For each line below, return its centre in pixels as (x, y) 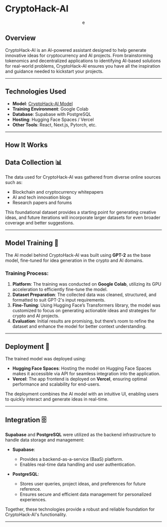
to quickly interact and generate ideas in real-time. (57, 399)
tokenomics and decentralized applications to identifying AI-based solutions (83, 61)
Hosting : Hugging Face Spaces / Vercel (53, 119)
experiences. (33, 499)
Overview (21, 38)
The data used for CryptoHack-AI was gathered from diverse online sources (83, 177)
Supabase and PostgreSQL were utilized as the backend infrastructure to (81, 434)
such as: (14, 182)
